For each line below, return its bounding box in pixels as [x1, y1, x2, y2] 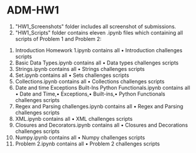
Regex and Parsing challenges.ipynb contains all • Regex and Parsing [15, 103, 184, 110]
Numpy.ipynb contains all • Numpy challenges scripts [15, 134, 146, 141]
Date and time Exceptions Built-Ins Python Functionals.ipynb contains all [15, 84, 190, 91]
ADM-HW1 [6, 4, 59, 17]
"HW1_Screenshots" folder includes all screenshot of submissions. [15, 23, 177, 30]
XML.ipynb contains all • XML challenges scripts [15, 115, 133, 122]
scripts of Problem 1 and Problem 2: [15, 35, 102, 42]
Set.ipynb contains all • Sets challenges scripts [15, 72, 130, 79]
